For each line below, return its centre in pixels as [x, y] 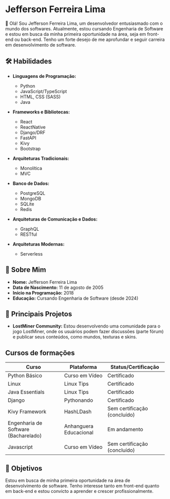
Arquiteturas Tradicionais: [41, 158]
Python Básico [25, 376]
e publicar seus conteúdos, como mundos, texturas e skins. [75, 337]
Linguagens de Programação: [44, 76]
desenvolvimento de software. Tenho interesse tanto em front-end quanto [82, 486]
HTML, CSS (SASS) [40, 97]
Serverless [31, 254]
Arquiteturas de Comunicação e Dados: [55, 219]
